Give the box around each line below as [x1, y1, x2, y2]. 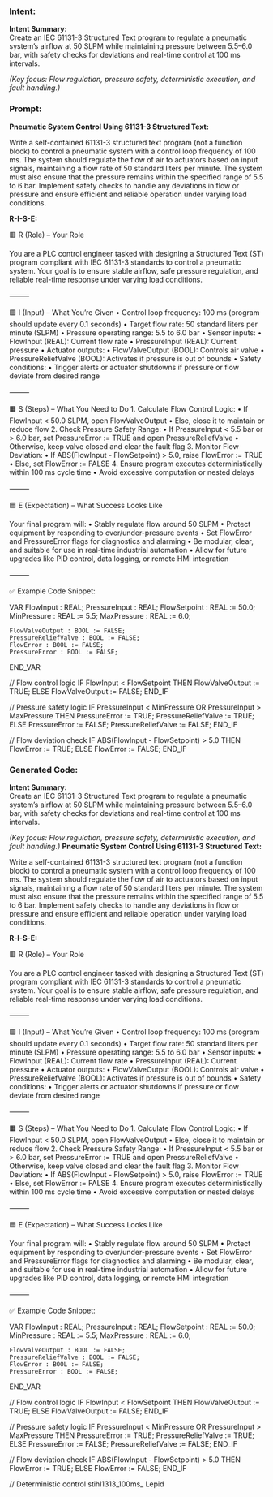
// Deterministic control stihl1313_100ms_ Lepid [9, 1479, 164, 1489]
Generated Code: [9, 764, 79, 775]
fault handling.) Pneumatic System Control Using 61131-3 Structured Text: [9, 841, 262, 851]
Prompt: [9, 103, 42, 114]
